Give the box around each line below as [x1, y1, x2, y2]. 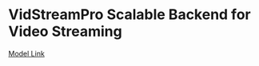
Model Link [8, 49, 46, 58]
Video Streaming [8, 22, 122, 41]
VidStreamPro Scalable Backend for [8, 6, 251, 24]
